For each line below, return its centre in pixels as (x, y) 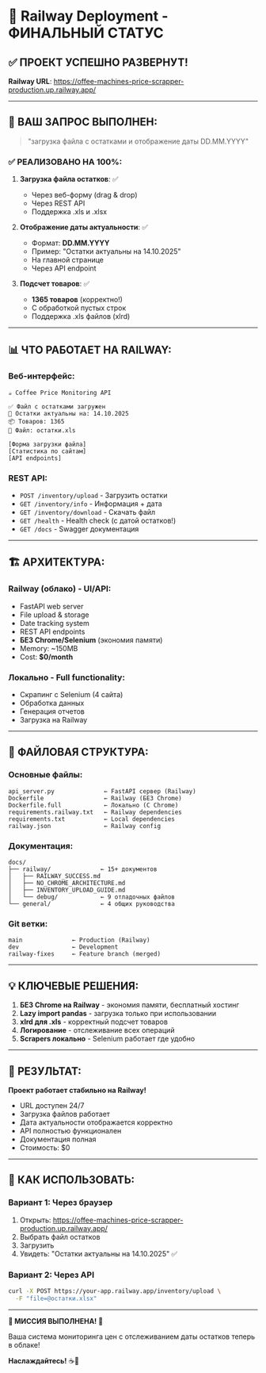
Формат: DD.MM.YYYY (70, 243)
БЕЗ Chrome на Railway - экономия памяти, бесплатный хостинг (129, 1005)
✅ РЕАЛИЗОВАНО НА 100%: (65, 162)
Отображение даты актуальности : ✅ (84, 227)
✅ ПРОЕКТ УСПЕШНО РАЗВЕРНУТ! (98, 62)
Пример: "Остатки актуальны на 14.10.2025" (106, 251)
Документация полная (58, 1139)
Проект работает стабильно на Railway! (77, 1090)
